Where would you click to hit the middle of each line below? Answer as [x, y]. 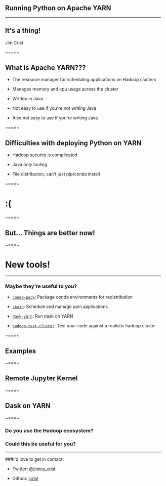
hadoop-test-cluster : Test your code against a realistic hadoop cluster [84, 326]
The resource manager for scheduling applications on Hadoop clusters [84, 80]
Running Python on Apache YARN [58, 8]
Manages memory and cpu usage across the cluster [65, 89]
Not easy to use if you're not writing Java [54, 108]
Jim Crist [14, 43]
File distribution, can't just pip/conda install [56, 174]
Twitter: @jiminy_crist [34, 469]
